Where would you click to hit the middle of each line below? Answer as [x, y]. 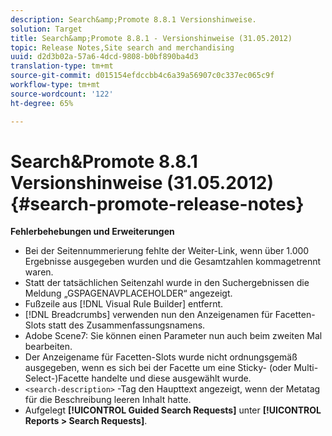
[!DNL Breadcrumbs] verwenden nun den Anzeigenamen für [148, 315]
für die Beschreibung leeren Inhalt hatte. [108, 400]
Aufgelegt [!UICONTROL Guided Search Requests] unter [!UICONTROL [173, 410]
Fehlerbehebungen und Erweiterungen [92, 232]
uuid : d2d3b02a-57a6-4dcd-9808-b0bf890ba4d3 [104, 57]
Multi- [306, 368]
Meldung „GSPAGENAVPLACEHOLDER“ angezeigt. [128, 293]
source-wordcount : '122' [62, 94]
